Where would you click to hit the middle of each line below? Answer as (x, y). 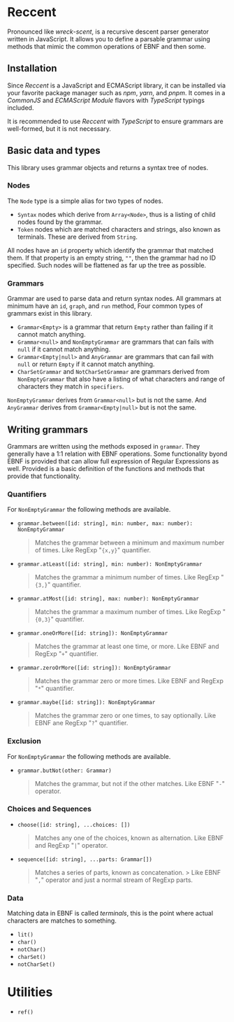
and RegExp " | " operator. (71, 845)
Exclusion (24, 741)
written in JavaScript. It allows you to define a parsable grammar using (109, 38)
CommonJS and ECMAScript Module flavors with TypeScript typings (106, 100)
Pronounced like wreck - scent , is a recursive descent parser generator (108, 31)
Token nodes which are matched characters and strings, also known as (119, 229)
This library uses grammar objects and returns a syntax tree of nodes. (108, 167)
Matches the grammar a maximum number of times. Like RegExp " (130, 612)
